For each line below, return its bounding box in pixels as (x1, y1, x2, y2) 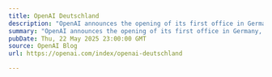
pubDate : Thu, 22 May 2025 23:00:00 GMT (8, 34, 147, 43)
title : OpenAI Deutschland (8, 11, 100, 20)
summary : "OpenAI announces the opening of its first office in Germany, (8, 27, 263, 35)
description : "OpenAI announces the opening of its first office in (8, 19, 244, 28)
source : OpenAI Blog (8, 42, 79, 50)
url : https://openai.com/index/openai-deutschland (8, 49, 183, 58)
